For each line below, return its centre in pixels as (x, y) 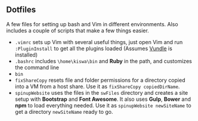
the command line (37, 67)
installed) (26, 55)
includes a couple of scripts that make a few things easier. (78, 30)
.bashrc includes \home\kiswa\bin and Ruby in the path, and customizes (103, 61)
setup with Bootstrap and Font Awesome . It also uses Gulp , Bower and (103, 99)
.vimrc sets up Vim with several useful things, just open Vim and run (99, 42)
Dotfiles (21, 10)
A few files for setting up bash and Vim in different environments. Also (92, 24)
